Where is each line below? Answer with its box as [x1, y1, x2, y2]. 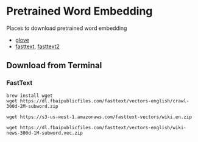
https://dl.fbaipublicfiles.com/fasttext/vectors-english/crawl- [19, 98, 189, 104]
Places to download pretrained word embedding [6, 24, 127, 32]
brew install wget [6, 93, 53, 99]
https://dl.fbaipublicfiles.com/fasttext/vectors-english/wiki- [19, 124, 187, 130]
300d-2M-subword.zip [6, 103, 59, 109]
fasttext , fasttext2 [15, 43, 60, 50]
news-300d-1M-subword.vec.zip [6, 130, 83, 136]
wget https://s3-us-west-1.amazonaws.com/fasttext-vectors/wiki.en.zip [6, 114, 192, 120]
